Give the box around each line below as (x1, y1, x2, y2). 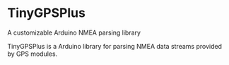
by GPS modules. (7, 49, 58, 58)
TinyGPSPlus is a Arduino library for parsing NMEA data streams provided (7, 42, 223, 50)
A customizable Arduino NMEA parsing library (7, 28, 141, 37)
